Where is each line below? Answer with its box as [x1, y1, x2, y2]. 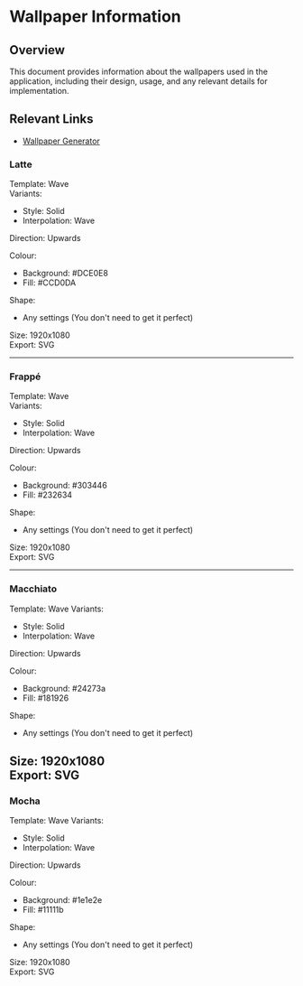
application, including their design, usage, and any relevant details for [9, 76, 268, 87]
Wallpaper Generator [22, 135, 101, 146]
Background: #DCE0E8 [22, 268, 108, 279]
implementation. [9, 86, 69, 96]
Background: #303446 [22, 480, 108, 491]
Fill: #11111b [22, 905, 65, 916]
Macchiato [9, 582, 57, 595]
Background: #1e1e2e [22, 895, 103, 906]
